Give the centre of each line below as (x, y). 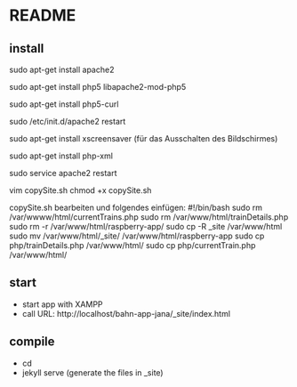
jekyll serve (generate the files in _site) (92, 372)
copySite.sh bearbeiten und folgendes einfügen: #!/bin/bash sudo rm (136, 207)
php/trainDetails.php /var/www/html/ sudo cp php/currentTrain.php (132, 245)
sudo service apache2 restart (63, 173)
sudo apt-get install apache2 (62, 69)
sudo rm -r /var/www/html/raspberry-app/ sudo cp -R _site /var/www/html (146, 226)
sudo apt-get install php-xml (61, 156)
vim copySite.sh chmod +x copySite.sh (80, 190)
